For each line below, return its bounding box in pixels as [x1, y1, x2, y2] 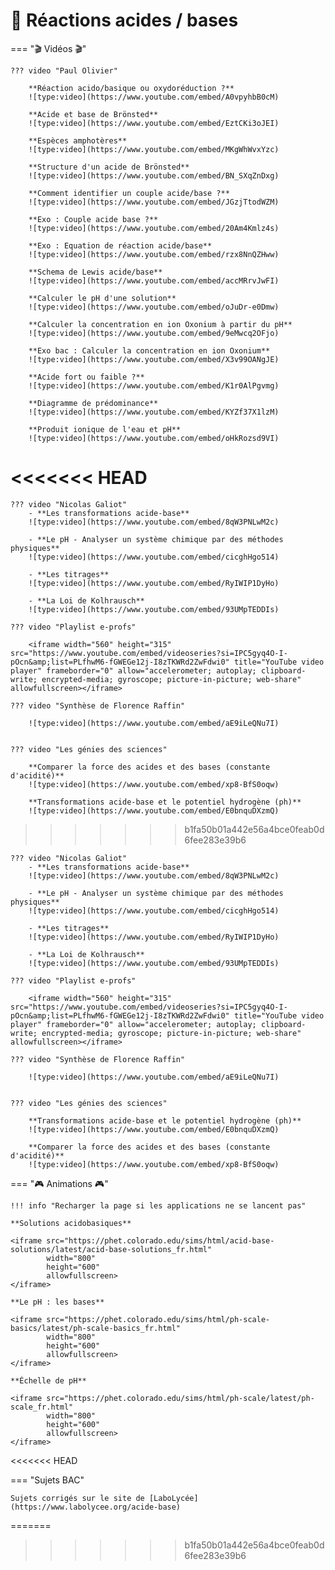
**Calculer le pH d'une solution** [28, 293, 177, 303]
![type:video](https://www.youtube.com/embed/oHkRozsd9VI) [28, 433, 280, 443]
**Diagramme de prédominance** [28, 398, 159, 408]
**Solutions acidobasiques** [10, 1218, 132, 1228]
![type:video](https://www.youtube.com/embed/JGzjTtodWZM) [28, 197, 280, 207]
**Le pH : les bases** [10, 1297, 105, 1307]
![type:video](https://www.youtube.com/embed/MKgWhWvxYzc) [28, 144, 280, 154]
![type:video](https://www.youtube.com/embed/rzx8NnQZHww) [28, 249, 280, 259]
